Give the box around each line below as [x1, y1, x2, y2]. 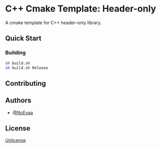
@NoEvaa [12, 109, 34, 115]
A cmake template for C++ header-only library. [5, 20, 102, 26]
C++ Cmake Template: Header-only [5, 3, 156, 15]
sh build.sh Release [5, 65, 49, 70]
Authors [5, 96, 32, 105]
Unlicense [5, 137, 26, 143]
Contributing [5, 79, 46, 88]
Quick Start [5, 34, 42, 43]
